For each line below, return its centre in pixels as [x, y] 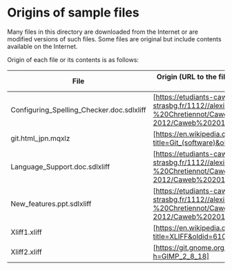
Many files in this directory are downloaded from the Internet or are [103, 32]
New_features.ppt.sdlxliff [51, 203]
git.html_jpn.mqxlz [40, 138]
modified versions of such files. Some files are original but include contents [115, 39]
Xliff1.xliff [27, 232]
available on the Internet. [42, 46]
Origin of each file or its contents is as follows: [73, 59]
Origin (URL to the [187, 76]
